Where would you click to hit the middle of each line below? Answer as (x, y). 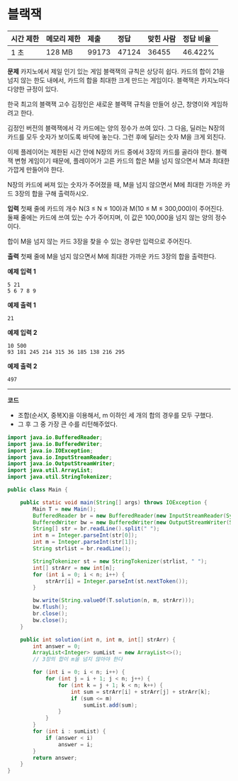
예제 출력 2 (22, 366)
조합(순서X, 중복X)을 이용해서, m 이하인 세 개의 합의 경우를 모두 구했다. (115, 415)
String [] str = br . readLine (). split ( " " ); (96, 529)
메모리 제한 (63, 38)
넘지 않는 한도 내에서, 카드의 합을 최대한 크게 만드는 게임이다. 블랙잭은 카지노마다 (119, 80)
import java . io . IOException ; (50, 450)
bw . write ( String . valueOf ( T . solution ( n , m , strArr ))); (114, 600)
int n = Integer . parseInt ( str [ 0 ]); (85, 535)
